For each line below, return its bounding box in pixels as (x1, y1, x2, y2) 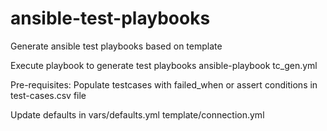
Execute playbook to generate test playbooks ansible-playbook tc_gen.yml (10, 59, 318, 71)
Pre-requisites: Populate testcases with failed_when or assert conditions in (10, 78, 318, 91)
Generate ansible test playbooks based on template (10, 40, 223, 52)
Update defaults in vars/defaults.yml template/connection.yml (10, 108, 265, 121)
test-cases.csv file (10, 89, 87, 101)
